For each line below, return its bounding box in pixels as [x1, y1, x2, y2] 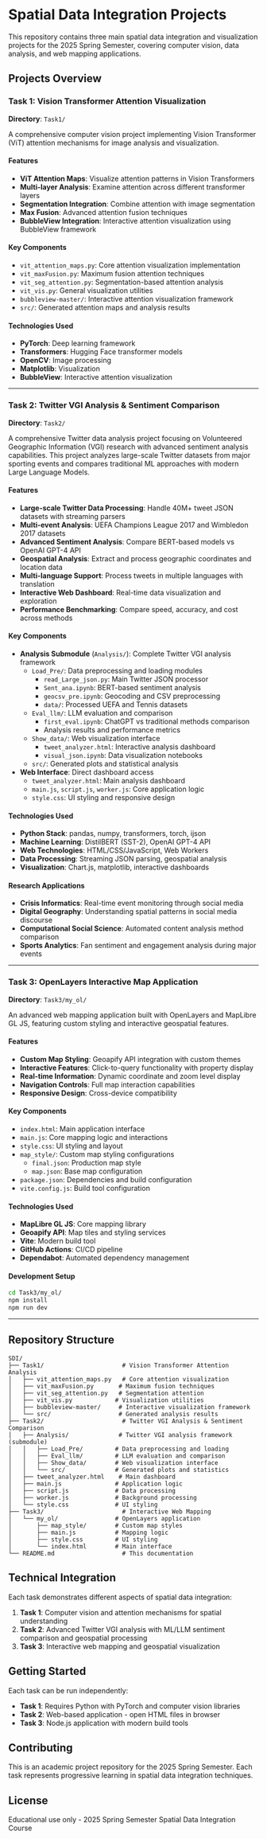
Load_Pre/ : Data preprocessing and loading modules [31, 666, 203, 675]
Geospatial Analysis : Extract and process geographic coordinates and [19, 553, 252, 563]
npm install [8, 1296, 48, 1305]
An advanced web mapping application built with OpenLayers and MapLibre [8, 1009, 257, 1020]
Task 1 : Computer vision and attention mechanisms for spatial [19, 1607, 222, 1617]
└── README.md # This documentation [8, 1549, 194, 1557]
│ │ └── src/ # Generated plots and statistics [8, 1466, 229, 1474]
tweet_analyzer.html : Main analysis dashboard [31, 775, 185, 785]
